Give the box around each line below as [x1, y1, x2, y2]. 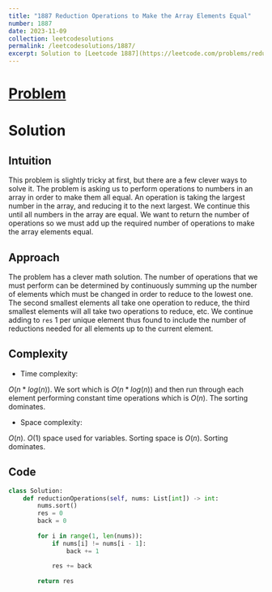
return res [37, 577, 74, 586]
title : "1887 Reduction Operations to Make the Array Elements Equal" [8, 11, 252, 20]
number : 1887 [8, 19, 53, 28]
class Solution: [8, 487, 63, 495]
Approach [8, 251, 60, 264]
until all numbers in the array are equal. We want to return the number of [8, 210, 249, 220]
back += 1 [66, 547, 100, 556]
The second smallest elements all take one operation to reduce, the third [8, 298, 250, 307]
